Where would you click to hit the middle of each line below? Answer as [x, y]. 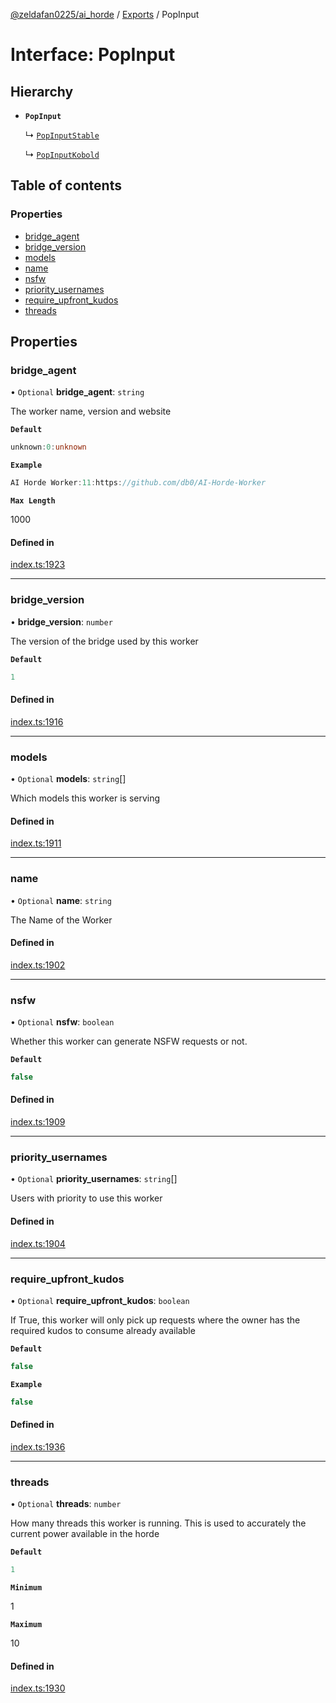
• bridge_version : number [61, 621]
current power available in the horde [85, 1534]
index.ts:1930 [38, 1688]
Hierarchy [42, 91]
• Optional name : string [61, 900]
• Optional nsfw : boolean [62, 1022]
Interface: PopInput [93, 55]
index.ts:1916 [37, 721]
